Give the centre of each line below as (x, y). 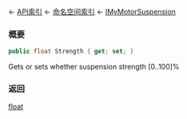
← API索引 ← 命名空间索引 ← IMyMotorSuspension (92, 12)
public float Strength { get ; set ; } (71, 52)
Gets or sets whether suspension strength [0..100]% (94, 67)
